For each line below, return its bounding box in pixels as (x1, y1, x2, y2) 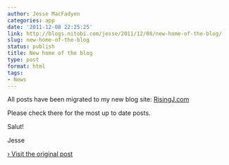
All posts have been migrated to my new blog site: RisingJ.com (7, 95, 190, 104)
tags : (7, 69, 23, 76)
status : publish (7, 43, 55, 50)
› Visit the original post (7, 149, 73, 159)
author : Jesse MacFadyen (7, 10, 80, 18)
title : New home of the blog (7, 50, 93, 57)
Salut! (7, 123, 25, 131)
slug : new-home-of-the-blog (7, 37, 90, 44)
